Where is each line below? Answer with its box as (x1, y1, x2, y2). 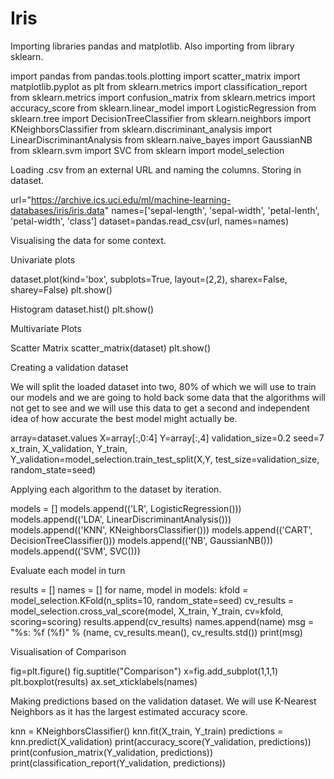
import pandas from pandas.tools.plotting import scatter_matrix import (10, 70, 301, 82)
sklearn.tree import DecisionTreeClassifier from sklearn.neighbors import (10, 112, 312, 124)
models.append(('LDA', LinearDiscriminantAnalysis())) (10, 513, 232, 525)
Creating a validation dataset (10, 361, 129, 373)
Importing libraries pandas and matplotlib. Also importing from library (10, 40, 295, 52)
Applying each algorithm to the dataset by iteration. (10, 483, 222, 495)
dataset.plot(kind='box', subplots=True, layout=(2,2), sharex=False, (10, 273, 288, 285)
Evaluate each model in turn (10, 564, 126, 576)
